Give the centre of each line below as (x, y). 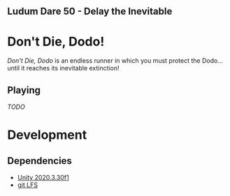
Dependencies (39, 161)
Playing (24, 90)
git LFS (28, 185)
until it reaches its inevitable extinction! (63, 68)
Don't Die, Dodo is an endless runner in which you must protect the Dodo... (115, 61)
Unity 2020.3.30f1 (43, 178)
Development (47, 135)
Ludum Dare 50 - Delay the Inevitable (90, 12)
